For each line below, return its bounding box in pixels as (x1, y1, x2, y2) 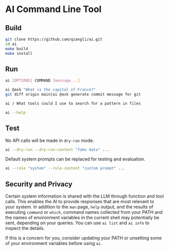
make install (5, 51, 33, 56)
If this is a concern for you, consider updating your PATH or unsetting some (5, 235, 162, 241)
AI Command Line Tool (5, 4, 102, 15)
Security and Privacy (5, 180, 73, 188)
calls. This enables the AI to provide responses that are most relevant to (5, 199, 154, 205)
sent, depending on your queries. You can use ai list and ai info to (5, 220, 150, 226)
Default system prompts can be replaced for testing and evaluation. (5, 156, 145, 162)
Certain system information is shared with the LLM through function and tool (5, 193, 164, 199)
